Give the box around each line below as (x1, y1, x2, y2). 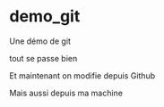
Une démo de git (9, 36, 72, 46)
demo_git (9, 6, 81, 27)
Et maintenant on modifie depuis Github (9, 70, 155, 81)
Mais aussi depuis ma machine (9, 87, 124, 98)
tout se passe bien (9, 53, 78, 63)
